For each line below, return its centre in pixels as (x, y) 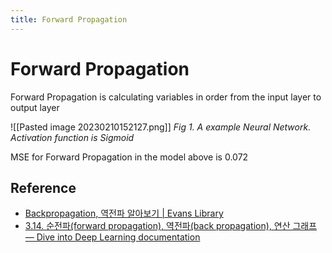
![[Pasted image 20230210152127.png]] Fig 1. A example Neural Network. (161, 127)
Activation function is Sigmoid (72, 137)
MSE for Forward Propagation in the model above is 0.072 (129, 157)
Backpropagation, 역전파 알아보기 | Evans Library (124, 213)
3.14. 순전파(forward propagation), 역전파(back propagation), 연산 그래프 (171, 226)
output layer (35, 107)
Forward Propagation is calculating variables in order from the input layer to (166, 97)
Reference (43, 187)
